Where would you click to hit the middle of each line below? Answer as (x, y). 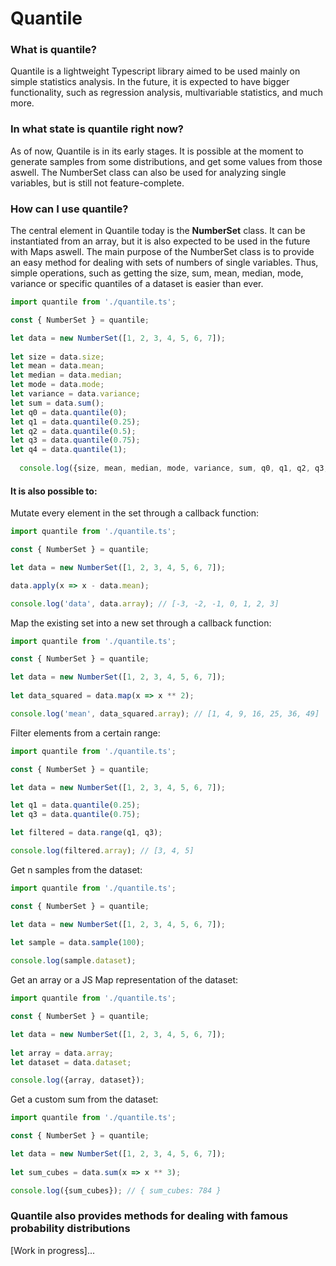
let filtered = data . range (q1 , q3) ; (86, 833)
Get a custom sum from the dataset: (84, 1099)
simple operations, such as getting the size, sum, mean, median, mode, (157, 273)
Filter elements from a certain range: (85, 733)
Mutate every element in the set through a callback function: (135, 513)
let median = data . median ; (66, 375)
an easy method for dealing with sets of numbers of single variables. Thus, (164, 263)
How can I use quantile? (69, 209)
